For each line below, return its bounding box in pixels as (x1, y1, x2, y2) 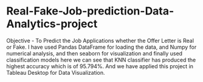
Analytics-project (6, 17, 98, 31)
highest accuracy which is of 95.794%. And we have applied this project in (6, 62, 193, 70)
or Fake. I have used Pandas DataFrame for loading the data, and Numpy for (6, 43, 197, 51)
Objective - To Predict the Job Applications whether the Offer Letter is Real (6, 37, 194, 44)
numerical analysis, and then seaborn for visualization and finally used (6, 49, 183, 57)
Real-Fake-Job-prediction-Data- (6, 4, 174, 18)
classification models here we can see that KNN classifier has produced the (6, 56, 196, 63)
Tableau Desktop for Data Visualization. (6, 69, 105, 76)
